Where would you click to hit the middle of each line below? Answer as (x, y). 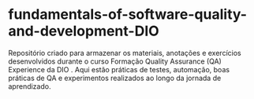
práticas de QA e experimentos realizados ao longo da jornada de (115, 78)
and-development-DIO (84, 31)
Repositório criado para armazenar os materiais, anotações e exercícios (125, 53)
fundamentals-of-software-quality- (127, 15)
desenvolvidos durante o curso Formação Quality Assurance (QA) (115, 61)
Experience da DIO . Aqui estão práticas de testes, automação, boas (119, 69)
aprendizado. (30, 86)
